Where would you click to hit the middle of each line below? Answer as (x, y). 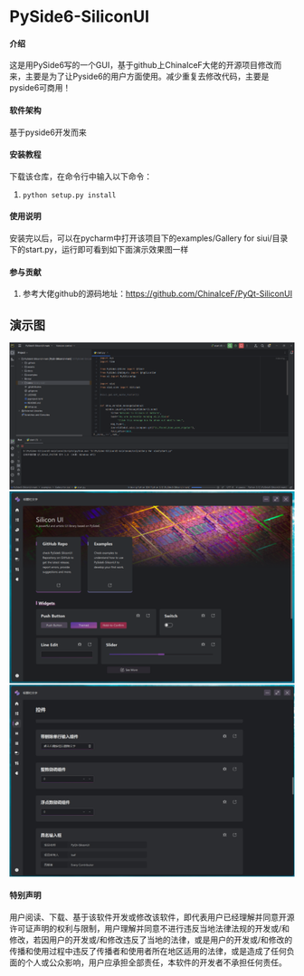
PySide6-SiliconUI (80, 17)
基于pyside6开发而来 (48, 132)
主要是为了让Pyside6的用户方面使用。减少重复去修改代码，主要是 (147, 77)
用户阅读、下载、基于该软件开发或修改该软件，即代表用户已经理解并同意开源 (152, 917)
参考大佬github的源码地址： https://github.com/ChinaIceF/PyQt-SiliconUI (157, 294)
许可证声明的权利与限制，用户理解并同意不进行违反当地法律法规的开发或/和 (150, 929)
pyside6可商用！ (40, 88)
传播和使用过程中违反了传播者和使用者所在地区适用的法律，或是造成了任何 (148, 952)
